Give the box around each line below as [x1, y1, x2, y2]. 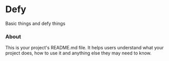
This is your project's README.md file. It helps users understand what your [5, 45, 164, 51]
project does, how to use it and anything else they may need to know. [5, 50, 152, 56]
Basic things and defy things [5, 20, 66, 26]
